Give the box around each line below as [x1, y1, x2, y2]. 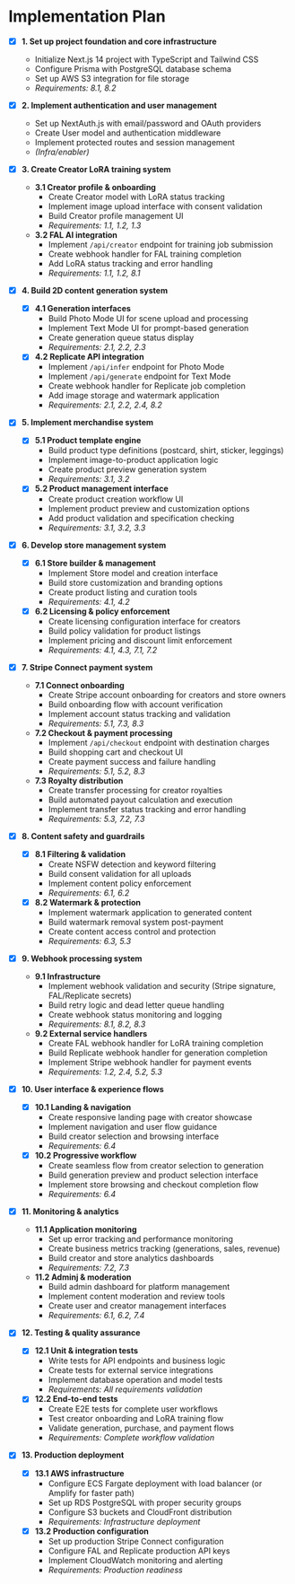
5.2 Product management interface [34, 483, 169, 494]
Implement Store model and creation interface [48, 567, 219, 578]
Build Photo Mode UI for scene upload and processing [48, 313, 248, 324]
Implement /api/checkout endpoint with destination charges [48, 737, 270, 748]
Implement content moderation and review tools [48, 1291, 226, 1302]
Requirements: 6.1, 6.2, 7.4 [48, 1310, 145, 1321]
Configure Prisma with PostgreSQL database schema [34, 64, 232, 74]
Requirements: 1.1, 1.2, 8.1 [48, 267, 141, 279]
